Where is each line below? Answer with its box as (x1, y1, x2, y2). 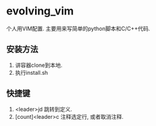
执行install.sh (15, 69, 48, 76)
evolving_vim (6, 4, 74, 18)
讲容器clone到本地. (15, 61, 63, 69)
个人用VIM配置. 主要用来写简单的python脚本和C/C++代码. (6, 25, 150, 32)
